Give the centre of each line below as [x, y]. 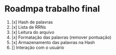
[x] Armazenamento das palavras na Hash [53, 42]
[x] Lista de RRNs [29, 27]
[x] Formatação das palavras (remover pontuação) [61, 37]
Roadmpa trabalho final [52, 9]
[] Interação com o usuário [38, 47]
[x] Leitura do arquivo [33, 32]
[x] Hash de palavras [32, 22]
